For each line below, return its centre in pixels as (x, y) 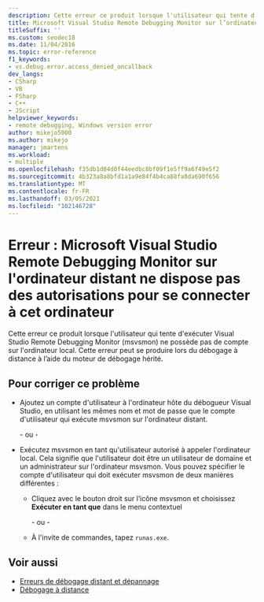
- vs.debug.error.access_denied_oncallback (81, 67)
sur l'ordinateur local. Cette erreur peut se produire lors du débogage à (123, 351)
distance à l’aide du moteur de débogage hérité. (86, 359)
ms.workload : (29, 154)
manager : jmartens (38, 147)
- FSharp (22, 96)
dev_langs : (26, 74)
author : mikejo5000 (40, 132)
